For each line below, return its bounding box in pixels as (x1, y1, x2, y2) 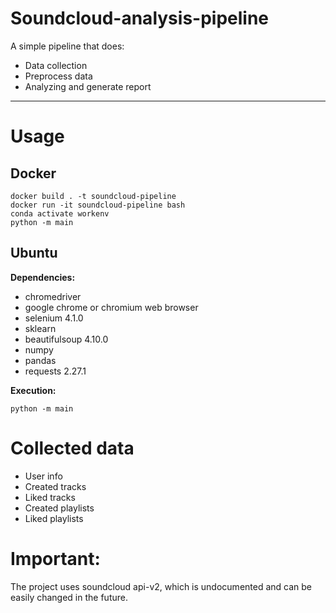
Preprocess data (24, 70, 93, 82)
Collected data (10, 437, 135, 459)
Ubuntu (10, 245, 58, 262)
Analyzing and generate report (24, 80, 152, 92)
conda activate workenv (10, 208, 110, 219)
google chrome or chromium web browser (24, 301, 199, 313)
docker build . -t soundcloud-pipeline (10, 191, 177, 201)
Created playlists (24, 502, 95, 514)
